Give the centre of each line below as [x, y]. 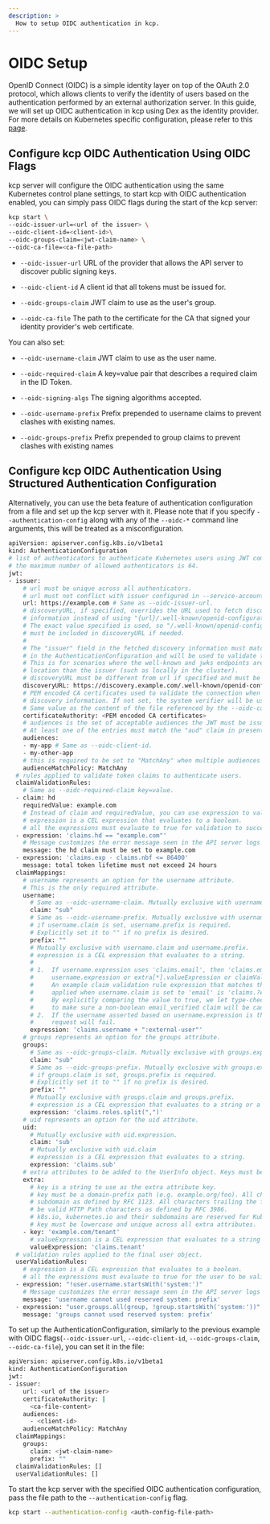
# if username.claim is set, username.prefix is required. [130, 925]
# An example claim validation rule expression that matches [141, 985]
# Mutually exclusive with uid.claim [93, 1150]
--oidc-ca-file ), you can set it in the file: [76, 1347]
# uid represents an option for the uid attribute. [111, 1120]
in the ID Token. [46, 382]
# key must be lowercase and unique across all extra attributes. [143, 1225]
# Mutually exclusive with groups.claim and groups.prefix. [132, 1097]
